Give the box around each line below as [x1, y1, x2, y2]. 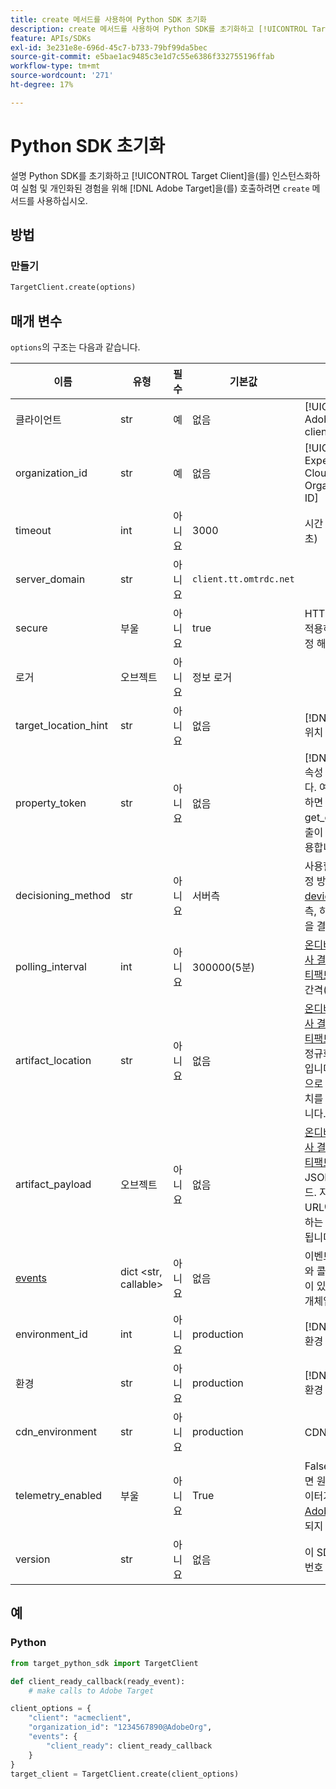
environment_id [15, 1327, 88, 1341]
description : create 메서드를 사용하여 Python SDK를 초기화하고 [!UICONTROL [10, 24, 308, 34]
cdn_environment [15, 1425, 97, 1439]
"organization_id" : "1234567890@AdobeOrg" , [28, 1722, 213, 1733]
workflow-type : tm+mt [10, 61, 101, 71]
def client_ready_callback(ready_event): [10, 1676, 186, 1686]
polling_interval [15, 960, 87, 974]
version [15, 1552, 51, 1566]
